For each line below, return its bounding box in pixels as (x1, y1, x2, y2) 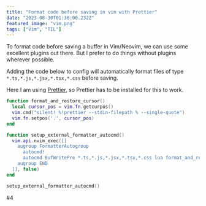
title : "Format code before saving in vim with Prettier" (6, 9, 158, 15)
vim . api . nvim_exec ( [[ (12, 137, 67, 144)
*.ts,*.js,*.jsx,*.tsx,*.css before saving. (6, 74, 118, 82)
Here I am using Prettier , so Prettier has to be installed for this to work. (6, 86, 184, 94)
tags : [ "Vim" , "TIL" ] (6, 26, 62, 32)
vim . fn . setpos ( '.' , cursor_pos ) (12, 115, 95, 121)
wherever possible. (6, 56, 55, 63)
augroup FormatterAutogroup (17, 143, 89, 150)
